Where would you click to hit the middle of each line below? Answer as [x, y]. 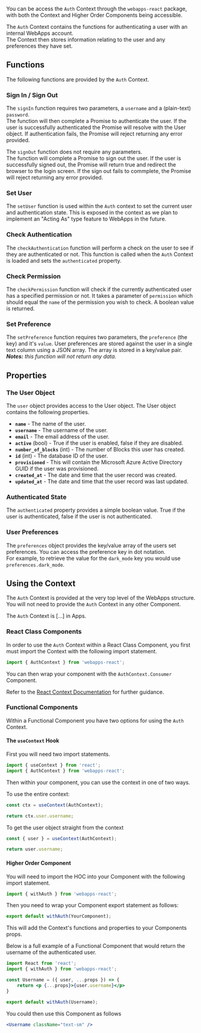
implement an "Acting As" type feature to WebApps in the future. [86, 219]
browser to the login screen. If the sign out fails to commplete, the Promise [99, 171]
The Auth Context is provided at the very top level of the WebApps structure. [101, 598]
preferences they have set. [40, 46]
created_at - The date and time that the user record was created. [96, 475]
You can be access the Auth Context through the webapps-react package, [97, 9]
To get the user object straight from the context [65, 827]
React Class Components [44, 632]
